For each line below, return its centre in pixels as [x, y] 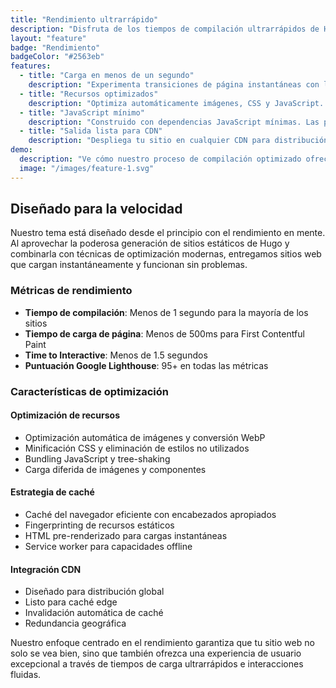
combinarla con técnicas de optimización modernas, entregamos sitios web [166, 254]
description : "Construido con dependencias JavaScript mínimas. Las [174, 122]
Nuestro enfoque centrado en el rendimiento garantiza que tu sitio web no [162, 643]
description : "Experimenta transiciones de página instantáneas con [174, 85]
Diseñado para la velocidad [96, 209]
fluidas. [26, 675]
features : [31, 66]
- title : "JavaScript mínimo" [82, 112]
